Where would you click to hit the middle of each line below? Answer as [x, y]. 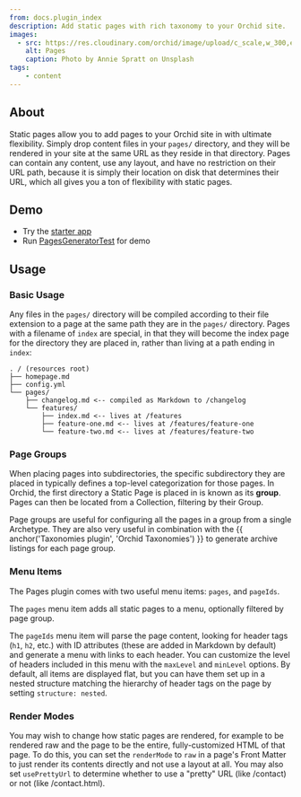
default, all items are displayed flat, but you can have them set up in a [138, 673]
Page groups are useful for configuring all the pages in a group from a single [150, 520]
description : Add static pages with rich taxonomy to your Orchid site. [148, 26]
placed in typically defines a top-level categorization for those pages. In [142, 483]
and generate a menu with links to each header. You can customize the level [150, 654]
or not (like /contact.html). [57, 783]
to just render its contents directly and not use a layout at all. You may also [146, 764]
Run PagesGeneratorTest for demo [86, 241]
